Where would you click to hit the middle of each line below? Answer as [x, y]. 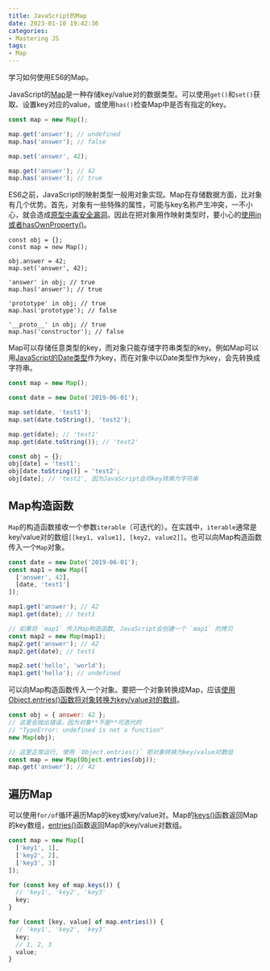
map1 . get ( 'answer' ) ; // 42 [54, 607]
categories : [28, 31]
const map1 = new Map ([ [48, 570]
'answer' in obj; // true [52, 283]
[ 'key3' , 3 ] [36, 863]
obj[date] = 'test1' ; [45, 464]
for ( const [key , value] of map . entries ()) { [86, 922]
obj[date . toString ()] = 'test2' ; [64, 471]
